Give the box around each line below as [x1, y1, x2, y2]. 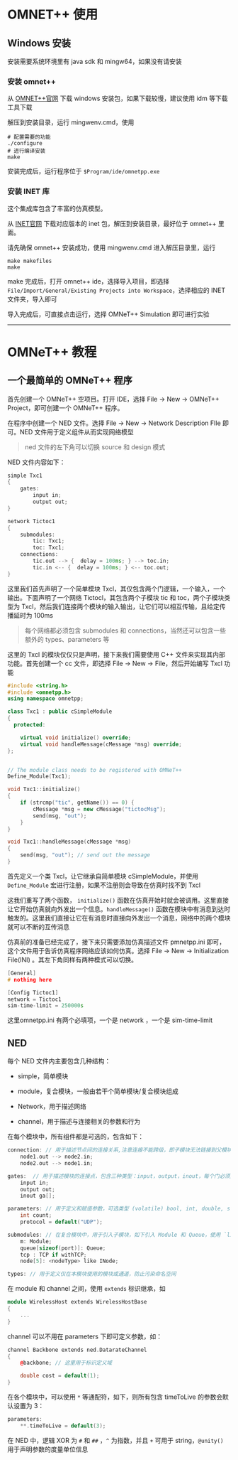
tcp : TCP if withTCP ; [20, 1251, 87, 1258]
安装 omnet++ [7, 76, 57, 86]
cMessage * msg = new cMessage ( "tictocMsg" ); [33, 805, 166, 812]
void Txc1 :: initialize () [7, 786, 81, 793]
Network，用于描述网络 [17, 1102, 87, 1111]
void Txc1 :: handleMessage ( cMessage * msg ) [7, 838, 132, 846]
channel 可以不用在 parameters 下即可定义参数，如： [7, 1332, 163, 1341]
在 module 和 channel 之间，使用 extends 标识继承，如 [7, 1284, 166, 1293]
